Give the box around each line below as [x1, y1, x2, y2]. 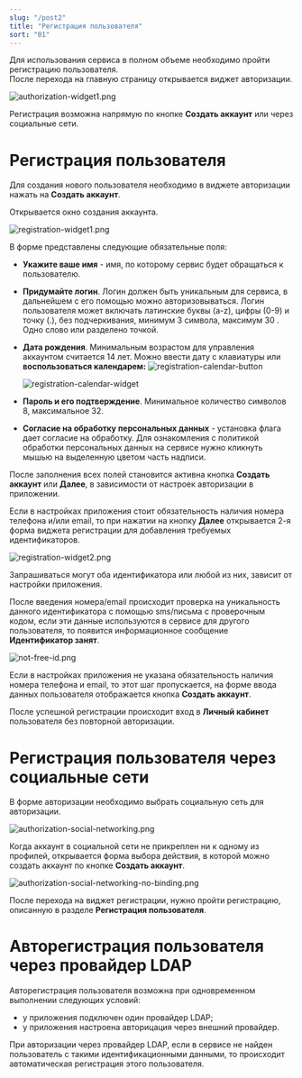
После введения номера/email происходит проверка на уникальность [9, 597, 281, 608]
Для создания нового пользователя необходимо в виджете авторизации [9, 179, 291, 190]
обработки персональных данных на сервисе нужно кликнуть [22, 443, 263, 453]
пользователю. [22, 269, 81, 279]
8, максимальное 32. [22, 406, 104, 416]
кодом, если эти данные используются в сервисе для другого [9, 616, 250, 626]
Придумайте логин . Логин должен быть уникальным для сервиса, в [22, 286, 288, 297]
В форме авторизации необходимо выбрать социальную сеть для [9, 797, 264, 808]
